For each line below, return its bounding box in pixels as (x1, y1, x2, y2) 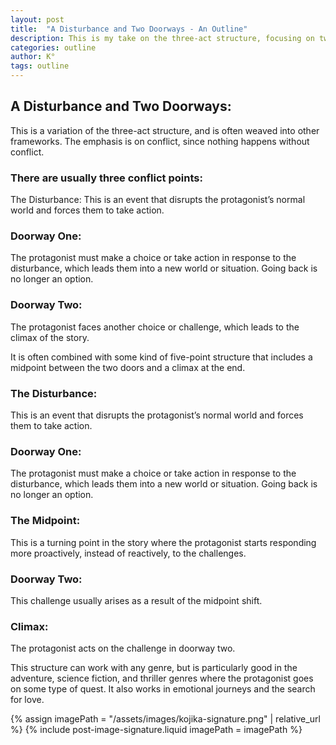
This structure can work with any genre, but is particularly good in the (10, 662, 298, 674)
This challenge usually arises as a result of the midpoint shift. (10, 594, 263, 606)
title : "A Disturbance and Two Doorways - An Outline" (10, 24, 248, 34)
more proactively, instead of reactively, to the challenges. (10, 547, 247, 559)
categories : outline (10, 42, 97, 53)
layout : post (10, 14, 65, 25)
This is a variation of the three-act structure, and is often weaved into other (10, 124, 320, 136)
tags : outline (10, 61, 70, 71)
